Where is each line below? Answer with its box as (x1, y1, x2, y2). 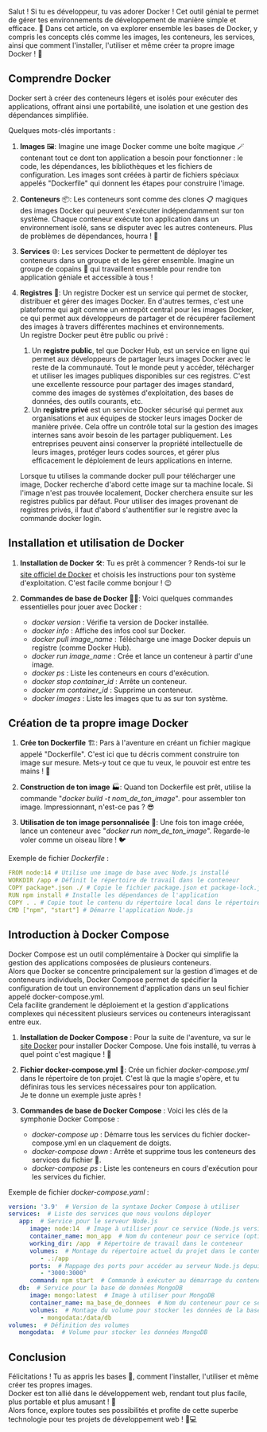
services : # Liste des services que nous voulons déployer (8, 1210, 212, 1218)
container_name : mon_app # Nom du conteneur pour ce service (29, 1232, 240, 1240)
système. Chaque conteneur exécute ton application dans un (19, 214, 220, 224)
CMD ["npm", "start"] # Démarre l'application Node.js (8, 906, 194, 914)
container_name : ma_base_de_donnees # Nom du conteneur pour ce (29, 1298, 250, 1307)
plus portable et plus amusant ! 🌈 (8, 1397, 117, 1407)
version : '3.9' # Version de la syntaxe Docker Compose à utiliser (8, 1203, 240, 1211)
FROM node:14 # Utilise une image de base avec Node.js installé (8, 869, 229, 877)
